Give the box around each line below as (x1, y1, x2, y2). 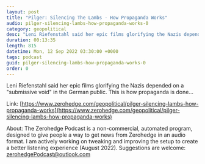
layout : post (6, 9, 40, 15)
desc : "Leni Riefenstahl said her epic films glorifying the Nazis (6, 32, 182, 38)
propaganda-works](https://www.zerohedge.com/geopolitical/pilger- (6, 107, 180, 114)
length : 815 (6, 43, 37, 49)
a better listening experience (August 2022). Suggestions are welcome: (6, 144, 186, 152)
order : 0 (6, 65, 29, 72)
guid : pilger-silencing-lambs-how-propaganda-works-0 (6, 60, 146, 66)
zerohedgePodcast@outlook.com (6, 151, 91, 158)
